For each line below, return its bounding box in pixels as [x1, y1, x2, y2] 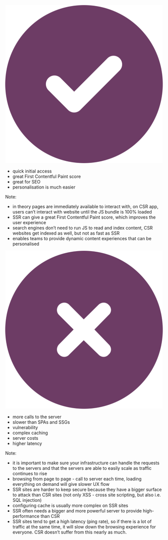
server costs [12, 435, 38, 441]
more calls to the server [12, 414, 61, 420]
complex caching [12, 430, 48, 436]
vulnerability [12, 425, 38, 430]
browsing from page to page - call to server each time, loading [12, 476, 141, 482]
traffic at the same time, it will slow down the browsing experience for [12, 524, 156, 529]
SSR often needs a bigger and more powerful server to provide [12, 508, 142, 513]
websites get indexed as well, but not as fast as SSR [12, 230, 120, 236]
